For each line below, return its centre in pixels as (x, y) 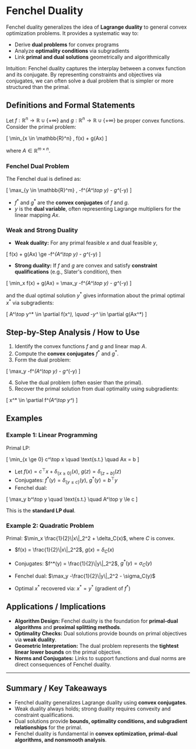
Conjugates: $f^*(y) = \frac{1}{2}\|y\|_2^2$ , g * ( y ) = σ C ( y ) (83, 564)
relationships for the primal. (48, 727)
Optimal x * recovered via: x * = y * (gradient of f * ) (72, 588)
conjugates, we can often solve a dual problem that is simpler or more (90, 81)
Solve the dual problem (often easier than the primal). (78, 383)
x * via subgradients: (30, 302)
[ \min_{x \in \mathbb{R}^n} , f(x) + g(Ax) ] (57, 138)
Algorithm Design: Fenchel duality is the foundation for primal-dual (96, 621)
